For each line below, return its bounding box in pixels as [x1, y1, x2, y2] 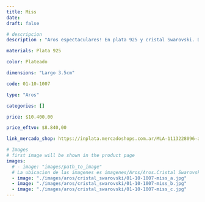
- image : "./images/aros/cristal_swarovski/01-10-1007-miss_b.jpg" [12, 181, 187, 187]
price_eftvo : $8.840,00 [6, 125, 67, 131]
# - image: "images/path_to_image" [12, 164, 103, 170]
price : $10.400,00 [6, 114, 53, 120]
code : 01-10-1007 [6, 80, 51, 87]
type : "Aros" [6, 92, 40, 98]
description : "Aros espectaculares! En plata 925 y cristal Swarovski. [6, 37, 195, 43]
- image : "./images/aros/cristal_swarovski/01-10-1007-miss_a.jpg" [12, 175, 187, 181]
